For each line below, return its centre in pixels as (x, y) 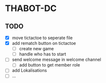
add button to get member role (50, 65)
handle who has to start (43, 54)
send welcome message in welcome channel (56, 60)
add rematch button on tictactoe (44, 43)
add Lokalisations (29, 70)
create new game (36, 49)
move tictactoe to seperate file (42, 38)
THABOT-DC (31, 8)
